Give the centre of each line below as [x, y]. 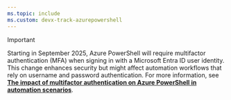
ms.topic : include [34, 13]
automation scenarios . [41, 90]
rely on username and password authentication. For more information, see [113, 75]
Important [21, 39]
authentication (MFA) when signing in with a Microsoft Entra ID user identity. [116, 60]
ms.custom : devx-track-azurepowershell [65, 20]
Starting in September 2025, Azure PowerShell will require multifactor [106, 53]
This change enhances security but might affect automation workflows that [114, 68]
